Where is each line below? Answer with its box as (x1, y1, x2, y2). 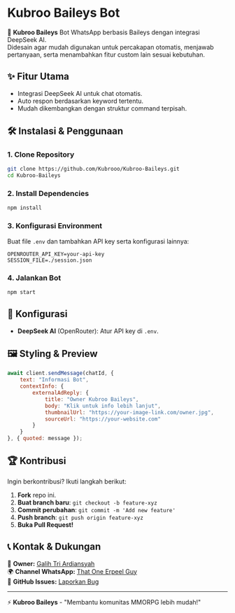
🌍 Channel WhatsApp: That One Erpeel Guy (7, 567, 138, 575)
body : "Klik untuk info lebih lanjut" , (44, 402, 161, 409)
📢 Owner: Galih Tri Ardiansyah (7, 559, 95, 568)
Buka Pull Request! (17, 520, 73, 529)
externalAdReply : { (32, 390, 90, 397)
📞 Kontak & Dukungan (7, 541, 101, 553)
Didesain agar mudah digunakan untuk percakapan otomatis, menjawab (7, 43, 215, 51)
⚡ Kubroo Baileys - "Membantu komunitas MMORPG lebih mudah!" (7, 598, 201, 606)
